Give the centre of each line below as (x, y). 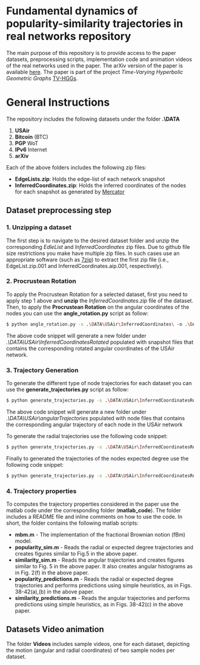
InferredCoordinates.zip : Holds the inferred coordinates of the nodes (100, 185)
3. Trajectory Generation (42, 370)
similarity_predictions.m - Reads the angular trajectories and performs (102, 598)
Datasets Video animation (55, 629)
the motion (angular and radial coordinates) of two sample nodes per (90, 650)
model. (23, 541)
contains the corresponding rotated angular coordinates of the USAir (90, 348)
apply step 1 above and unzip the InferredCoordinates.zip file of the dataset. (100, 300)
